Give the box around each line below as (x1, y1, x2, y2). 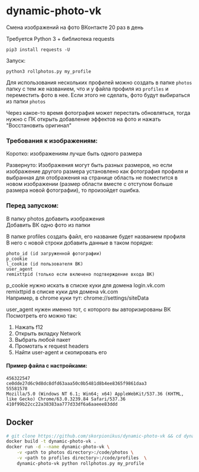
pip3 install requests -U (6, 46, 70, 53)
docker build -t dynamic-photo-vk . (6, 438, 97, 445)
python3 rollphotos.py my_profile (6, 68, 92, 75)
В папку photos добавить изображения (6, 215, 105, 222)
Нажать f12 (14, 323, 43, 330)
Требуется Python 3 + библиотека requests (6, 35, 115, 42)
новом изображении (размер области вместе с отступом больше (6, 181, 173, 188)
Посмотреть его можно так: (6, 312, 78, 319)
